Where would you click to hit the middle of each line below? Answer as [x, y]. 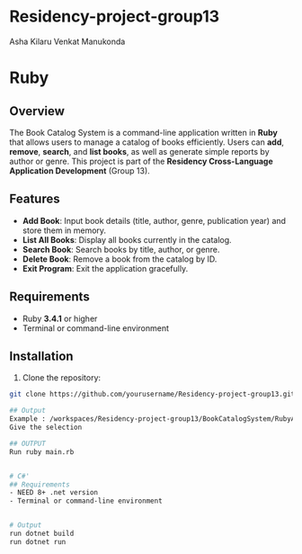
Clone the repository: [62, 378]
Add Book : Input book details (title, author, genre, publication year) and [154, 220]
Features [35, 199]
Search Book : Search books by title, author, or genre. [121, 249]
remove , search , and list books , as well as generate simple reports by [139, 151]
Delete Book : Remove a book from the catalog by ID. [120, 259]
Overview [37, 111]
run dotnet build [42, 533]
